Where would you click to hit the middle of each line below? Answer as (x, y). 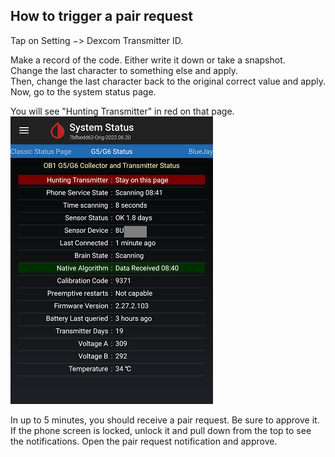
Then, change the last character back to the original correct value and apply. (168, 81)
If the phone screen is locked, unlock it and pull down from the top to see (161, 430)
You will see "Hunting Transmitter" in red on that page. (122, 111)
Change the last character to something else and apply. (124, 70)
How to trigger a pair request (101, 16)
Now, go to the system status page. (83, 91)
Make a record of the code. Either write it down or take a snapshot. (148, 60)
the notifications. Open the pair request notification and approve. (144, 441)
